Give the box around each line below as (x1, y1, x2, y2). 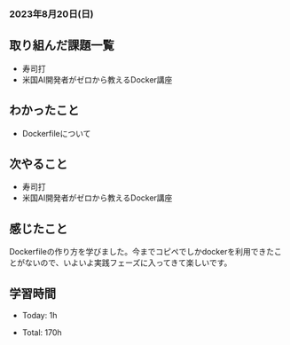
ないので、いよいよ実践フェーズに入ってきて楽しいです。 (24, 257, 232, 268)
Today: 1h (21, 310, 58, 320)
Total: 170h (21, 326, 62, 338)
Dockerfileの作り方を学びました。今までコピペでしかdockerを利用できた (9, 247, 275, 257)
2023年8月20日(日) (9, 7, 94, 20)
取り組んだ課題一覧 (9, 38, 114, 53)
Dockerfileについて (21, 128, 91, 138)
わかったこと (9, 103, 80, 118)
